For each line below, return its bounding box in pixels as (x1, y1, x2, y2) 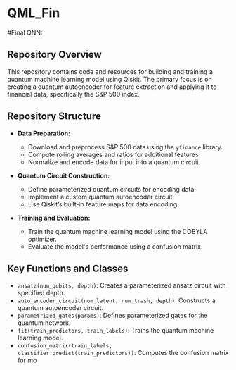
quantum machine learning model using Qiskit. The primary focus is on (7, 75, 212, 83)
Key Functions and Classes (7, 262, 129, 274)
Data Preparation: (17, 129, 71, 137)
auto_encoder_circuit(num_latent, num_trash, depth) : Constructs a (17, 296, 216, 304)
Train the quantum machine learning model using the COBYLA (27, 227, 208, 235)
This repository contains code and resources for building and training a (7, 67, 213, 75)
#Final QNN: (7, 28, 43, 37)
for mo (17, 356, 37, 364)
